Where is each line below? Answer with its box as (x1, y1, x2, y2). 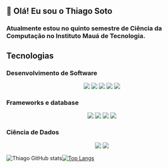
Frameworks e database (6, 98, 79, 107)
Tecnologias (6, 50, 54, 61)
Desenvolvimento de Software (6, 69, 98, 77)
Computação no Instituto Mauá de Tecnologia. (6, 32, 146, 40)
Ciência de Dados (6, 128, 59, 136)
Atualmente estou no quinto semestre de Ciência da (6, 24, 163, 33)
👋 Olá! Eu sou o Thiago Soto (6, 6, 113, 16)
